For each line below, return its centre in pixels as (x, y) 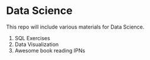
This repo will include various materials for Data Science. (75, 27)
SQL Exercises (32, 38)
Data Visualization (37, 44)
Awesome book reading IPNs (50, 50)
